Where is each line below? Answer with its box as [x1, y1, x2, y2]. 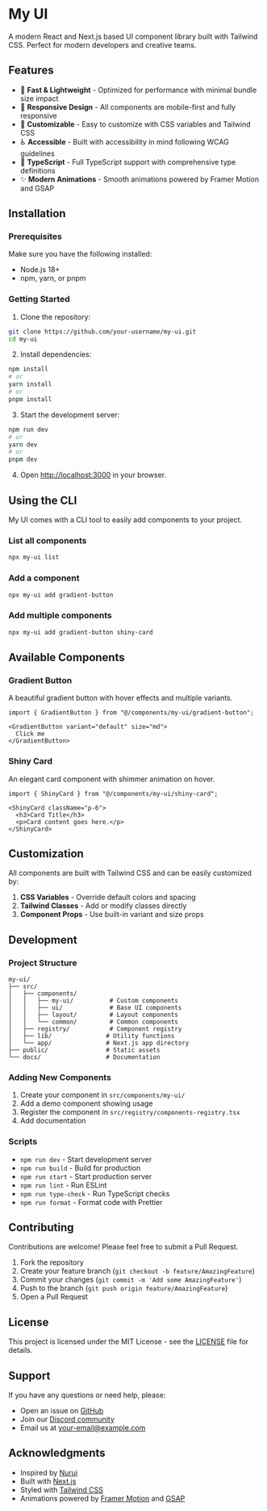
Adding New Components [8, 1071, 111, 1082]
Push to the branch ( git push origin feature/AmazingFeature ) [19, 1283, 228, 1293]
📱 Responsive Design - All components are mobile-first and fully [19, 102, 236, 111]
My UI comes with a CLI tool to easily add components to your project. [8, 515, 243, 525]
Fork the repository [19, 1258, 85, 1267]
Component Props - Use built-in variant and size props [19, 910, 204, 919]
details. [8, 1346, 33, 1355]
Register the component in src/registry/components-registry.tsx [19, 1107, 240, 1117]
